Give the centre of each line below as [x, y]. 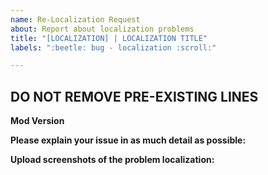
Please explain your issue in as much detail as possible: [128, 140]
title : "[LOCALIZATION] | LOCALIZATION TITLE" [109, 38]
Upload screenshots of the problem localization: [112, 160]
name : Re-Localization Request [75, 19]
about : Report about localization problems [102, 29]
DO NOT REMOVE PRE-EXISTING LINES [134, 96]
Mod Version [37, 121]
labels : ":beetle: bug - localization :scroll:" [113, 47]
